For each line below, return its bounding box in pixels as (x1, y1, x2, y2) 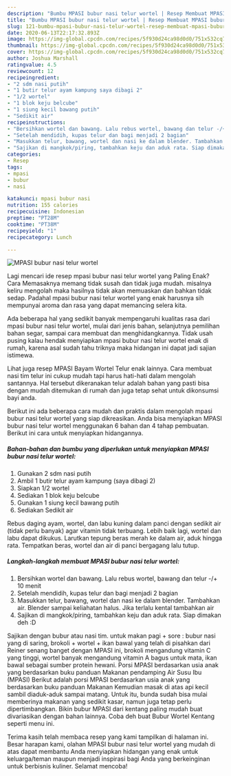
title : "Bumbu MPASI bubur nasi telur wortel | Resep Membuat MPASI (7, 17, 208, 23)
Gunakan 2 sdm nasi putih (16, 470, 91, 478)
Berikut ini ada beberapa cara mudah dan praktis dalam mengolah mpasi (7, 407, 213, 415)
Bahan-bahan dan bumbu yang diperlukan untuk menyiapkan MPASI (7, 445, 209, 453)
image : (7, 36, 26, 43)
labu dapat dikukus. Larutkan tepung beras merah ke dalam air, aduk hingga (7, 534, 222, 543)
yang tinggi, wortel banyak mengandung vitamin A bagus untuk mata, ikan (7, 653, 218, 662)
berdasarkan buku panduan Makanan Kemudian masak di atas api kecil (7, 683, 208, 691)
